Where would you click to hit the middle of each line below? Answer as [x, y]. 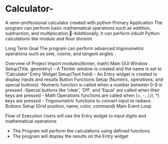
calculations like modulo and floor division [49, 39]
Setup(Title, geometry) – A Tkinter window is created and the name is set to [83, 69]
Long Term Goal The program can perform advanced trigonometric [75, 48]
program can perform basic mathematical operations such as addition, [78, 28]
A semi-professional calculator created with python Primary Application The [84, 23]
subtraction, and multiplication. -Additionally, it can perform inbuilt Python [82, 33]
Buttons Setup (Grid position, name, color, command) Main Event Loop [78, 106]
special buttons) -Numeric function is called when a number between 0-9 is [84, 85]
